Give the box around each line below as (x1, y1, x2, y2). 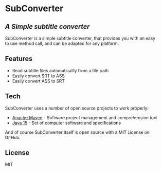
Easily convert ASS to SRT (12, 78, 65, 84)
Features (5, 55, 33, 63)
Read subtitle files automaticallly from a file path (12, 67, 109, 73)
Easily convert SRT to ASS (12, 73, 65, 79)
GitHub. (5, 134, 20, 140)
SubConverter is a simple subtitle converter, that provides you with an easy (5, 35, 156, 41)
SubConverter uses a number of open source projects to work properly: (5, 105, 149, 111)
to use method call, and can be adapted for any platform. (5, 41, 119, 46)
